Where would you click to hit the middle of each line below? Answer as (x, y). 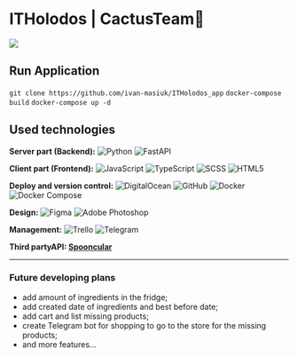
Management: (35, 229)
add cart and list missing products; (85, 316)
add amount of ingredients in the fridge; (95, 297)
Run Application (55, 71)
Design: (24, 212)
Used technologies (63, 130)
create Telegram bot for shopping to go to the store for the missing (144, 325)
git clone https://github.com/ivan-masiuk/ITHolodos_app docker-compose (145, 93)
